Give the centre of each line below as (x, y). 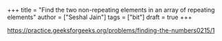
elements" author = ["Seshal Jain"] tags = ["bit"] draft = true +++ (100, 17)
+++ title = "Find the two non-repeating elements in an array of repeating (111, 10)
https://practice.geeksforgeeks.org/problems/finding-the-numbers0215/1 (111, 30)
